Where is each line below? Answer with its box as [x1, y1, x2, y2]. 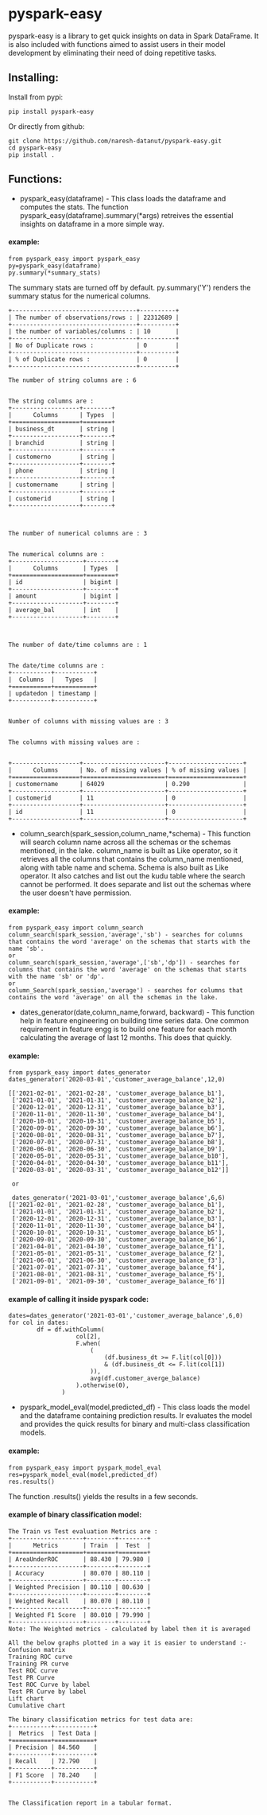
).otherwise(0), [75, 1381, 130, 1389]
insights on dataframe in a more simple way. [19, 219, 164, 228]
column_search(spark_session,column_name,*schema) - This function [19, 828, 251, 838]
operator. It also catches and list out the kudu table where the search [19, 870, 246, 880]
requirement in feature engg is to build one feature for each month [19, 1024, 237, 1034]
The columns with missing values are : [8, 738, 141, 746]
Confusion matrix [8, 1646, 66, 1653]
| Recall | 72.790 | [8, 1757, 98, 1765]
